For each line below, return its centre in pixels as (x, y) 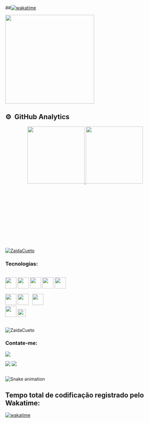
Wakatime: (23, 403)
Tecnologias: (22, 264)
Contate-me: (22, 343)
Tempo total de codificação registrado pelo (75, 395)
